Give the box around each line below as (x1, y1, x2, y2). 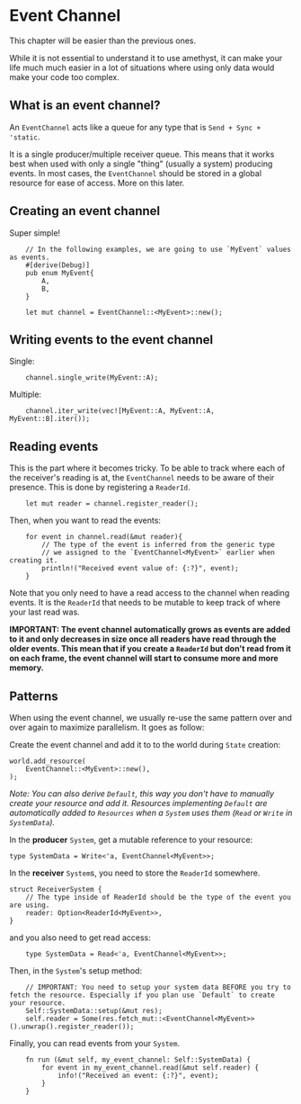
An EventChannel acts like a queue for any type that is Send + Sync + (9, 121, 261, 132)
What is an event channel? (9, 98, 161, 113)
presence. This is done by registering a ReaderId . (9, 482, 190, 493)
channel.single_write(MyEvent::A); (25, 373, 159, 382)
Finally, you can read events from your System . (9, 1038, 180, 1048)
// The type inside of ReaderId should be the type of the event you (25, 893, 292, 902)
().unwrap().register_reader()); (9, 1022, 135, 1031)
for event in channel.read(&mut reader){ (25, 533, 182, 542)
